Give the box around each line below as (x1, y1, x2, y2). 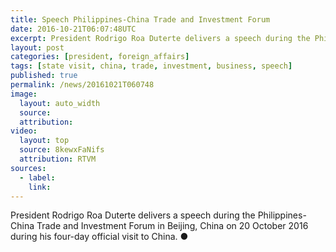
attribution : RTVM (19, 154, 97, 164)
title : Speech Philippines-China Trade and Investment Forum (10, 14, 271, 25)
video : (10, 126, 38, 136)
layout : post (10, 42, 65, 53)
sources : (10, 163, 47, 173)
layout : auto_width (19, 98, 101, 108)
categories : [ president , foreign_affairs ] (10, 52, 190, 62)
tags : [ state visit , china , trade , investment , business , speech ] (10, 61, 293, 71)
